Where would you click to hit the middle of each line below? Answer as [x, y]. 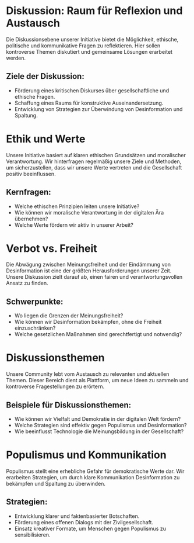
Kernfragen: [29, 192]
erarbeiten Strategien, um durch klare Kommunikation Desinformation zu [93, 477]
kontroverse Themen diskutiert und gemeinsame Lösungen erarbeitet [89, 51]
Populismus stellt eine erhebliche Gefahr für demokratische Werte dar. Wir [95, 471]
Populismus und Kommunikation [87, 455]
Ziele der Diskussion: [45, 76]
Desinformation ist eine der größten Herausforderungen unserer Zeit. [89, 271]
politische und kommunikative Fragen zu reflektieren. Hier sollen [83, 46]
